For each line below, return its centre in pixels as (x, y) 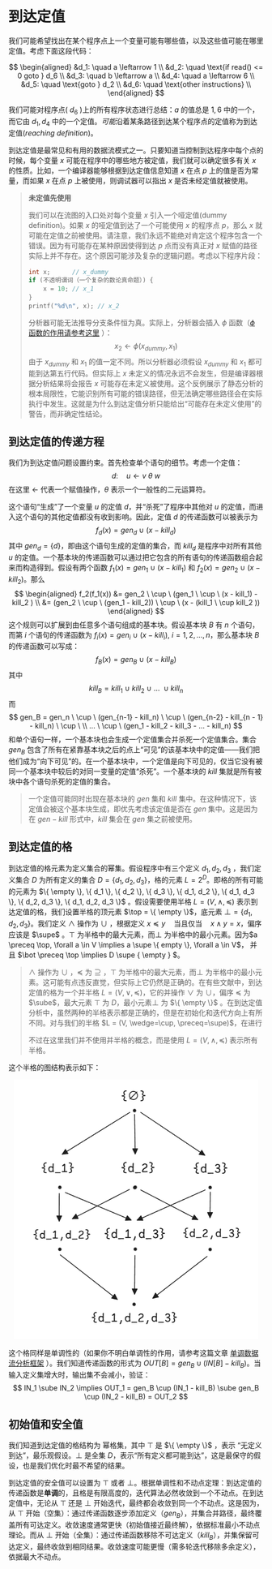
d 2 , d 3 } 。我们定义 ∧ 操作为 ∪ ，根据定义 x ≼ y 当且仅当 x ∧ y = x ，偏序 (135, 924)
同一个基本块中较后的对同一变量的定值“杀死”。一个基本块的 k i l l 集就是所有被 (135, 771)
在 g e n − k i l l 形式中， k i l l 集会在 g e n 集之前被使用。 (112, 819)
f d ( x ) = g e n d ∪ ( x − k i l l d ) (136, 531)
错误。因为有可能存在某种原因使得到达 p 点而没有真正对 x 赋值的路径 (142, 245)
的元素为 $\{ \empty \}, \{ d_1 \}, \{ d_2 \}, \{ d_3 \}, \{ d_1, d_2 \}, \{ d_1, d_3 (132, 891)
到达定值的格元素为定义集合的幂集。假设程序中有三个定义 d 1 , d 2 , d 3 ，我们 (132, 869)
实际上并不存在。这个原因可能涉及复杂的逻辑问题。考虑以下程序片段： (145, 256)
